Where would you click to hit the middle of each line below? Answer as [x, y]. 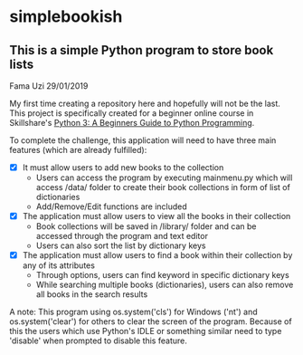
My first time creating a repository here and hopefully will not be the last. [145, 103]
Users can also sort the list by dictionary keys [121, 245]
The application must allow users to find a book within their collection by [157, 255]
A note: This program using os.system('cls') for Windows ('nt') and [133, 312]
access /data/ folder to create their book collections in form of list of [163, 187]
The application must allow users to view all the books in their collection [156, 216]
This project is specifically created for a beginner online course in [132, 113]
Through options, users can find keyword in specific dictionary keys [162, 275]
